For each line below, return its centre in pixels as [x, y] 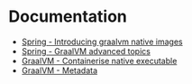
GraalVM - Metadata [59, 70]
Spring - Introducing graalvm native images [102, 42]
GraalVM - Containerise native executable [99, 61]
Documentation [68, 17]
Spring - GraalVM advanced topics [86, 51]
